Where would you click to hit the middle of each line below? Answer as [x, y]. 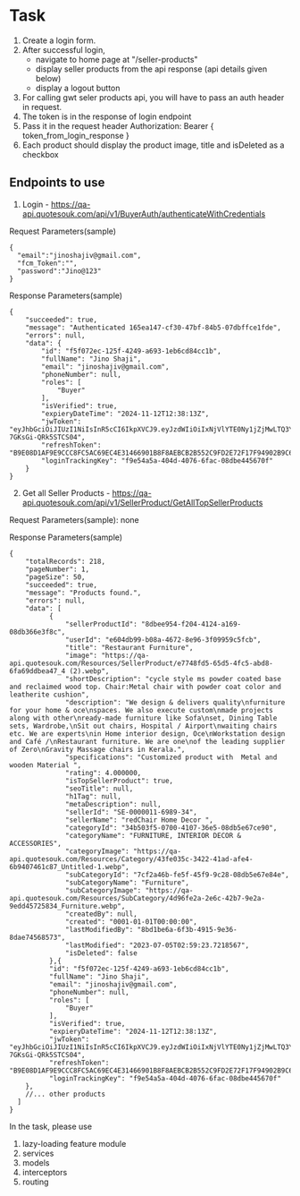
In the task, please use [50, 1126]
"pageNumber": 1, [58, 569]
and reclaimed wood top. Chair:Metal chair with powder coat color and [145, 687]
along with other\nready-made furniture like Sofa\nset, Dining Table [143, 718]
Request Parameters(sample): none [75, 519]
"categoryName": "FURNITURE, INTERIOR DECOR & [154, 835]
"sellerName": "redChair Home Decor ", [140, 820]
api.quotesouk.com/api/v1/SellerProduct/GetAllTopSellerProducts [142, 502]
